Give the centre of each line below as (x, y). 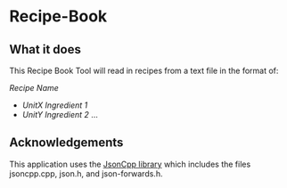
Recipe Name (34, 88)
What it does (45, 49)
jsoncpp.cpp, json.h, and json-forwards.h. (86, 173)
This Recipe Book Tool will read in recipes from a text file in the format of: (144, 70)
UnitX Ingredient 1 (55, 105)
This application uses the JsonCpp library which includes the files (130, 164)
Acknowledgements (66, 143)
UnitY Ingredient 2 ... (60, 114)
